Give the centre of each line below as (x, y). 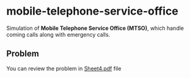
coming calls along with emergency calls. (58, 34)
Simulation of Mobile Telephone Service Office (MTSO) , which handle (95, 28)
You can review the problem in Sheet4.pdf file (64, 68)
